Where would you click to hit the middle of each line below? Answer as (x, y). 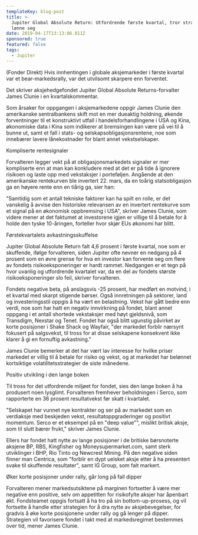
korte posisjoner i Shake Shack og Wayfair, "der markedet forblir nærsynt (95, 326)
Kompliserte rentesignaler (37, 150)
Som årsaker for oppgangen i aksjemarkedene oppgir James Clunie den (93, 107)
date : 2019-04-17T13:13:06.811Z (46, 34)
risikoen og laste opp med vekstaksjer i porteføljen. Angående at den (90, 174)
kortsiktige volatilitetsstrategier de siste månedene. (68, 363)
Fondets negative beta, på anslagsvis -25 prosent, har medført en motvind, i (98, 289)
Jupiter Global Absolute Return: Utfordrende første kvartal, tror (96, 22)
